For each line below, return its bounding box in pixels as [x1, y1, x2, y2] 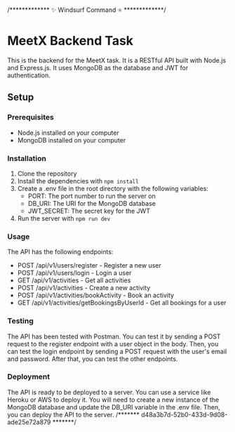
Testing [7, 316, 34, 326]
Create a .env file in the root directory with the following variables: [17, 184, 209, 192]
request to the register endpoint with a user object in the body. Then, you [7, 339, 219, 348]
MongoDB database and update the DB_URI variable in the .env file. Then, [7, 402, 221, 411]
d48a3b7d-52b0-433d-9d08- [141, 410, 228, 419]
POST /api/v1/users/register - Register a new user [17, 261, 161, 270]
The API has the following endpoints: [7, 248, 114, 256]
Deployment [7, 372, 51, 381]
